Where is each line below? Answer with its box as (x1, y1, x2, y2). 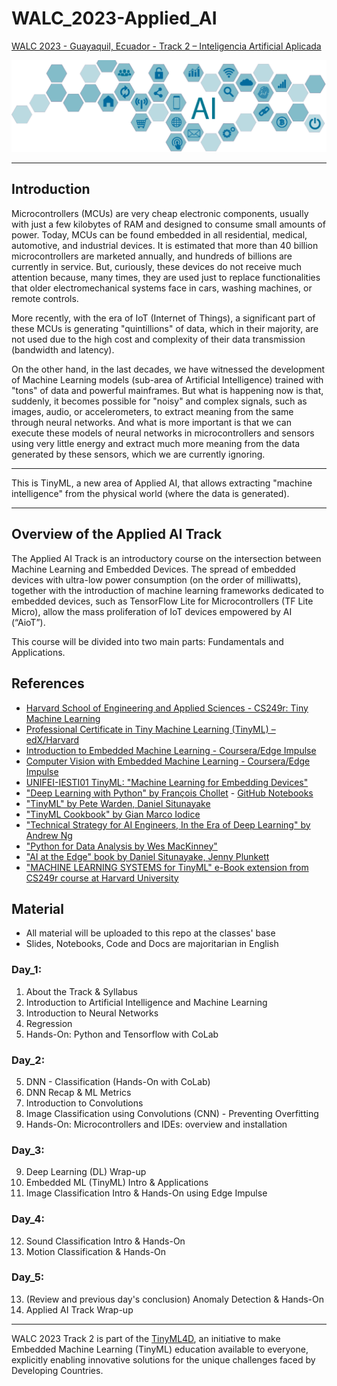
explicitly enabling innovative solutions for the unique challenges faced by (11, 1353, 316, 1366)
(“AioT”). (11, 616, 46, 628)
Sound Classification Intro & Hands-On (25, 1235, 186, 1247)
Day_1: (11, 963, 43, 977)
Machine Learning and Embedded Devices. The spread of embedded (11, 563, 296, 575)
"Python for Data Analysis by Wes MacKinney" (25, 840, 218, 852)
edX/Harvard (25, 733, 80, 746)
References (11, 675, 85, 692)
